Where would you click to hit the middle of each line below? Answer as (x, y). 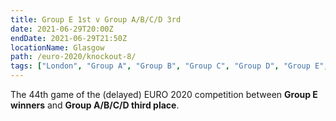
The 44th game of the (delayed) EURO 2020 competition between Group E (164, 94)
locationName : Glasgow (57, 47)
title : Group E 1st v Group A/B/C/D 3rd (96, 19)
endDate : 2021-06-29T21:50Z (69, 38)
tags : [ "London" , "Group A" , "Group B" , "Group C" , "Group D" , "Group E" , (169, 66)
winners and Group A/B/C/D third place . (95, 105)
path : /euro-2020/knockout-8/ (73, 57)
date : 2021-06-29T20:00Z (62, 29)
